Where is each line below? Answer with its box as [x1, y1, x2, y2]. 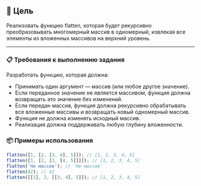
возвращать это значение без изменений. [14, 96, 123, 103]
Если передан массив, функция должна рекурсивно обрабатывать [14, 102, 187, 109]
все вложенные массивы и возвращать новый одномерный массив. [14, 108, 190, 115]
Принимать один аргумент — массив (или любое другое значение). [14, 83, 190, 90]
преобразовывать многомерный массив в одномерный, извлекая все [6, 28, 186, 35]
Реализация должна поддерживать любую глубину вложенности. [14, 121, 184, 129]
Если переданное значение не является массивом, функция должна [14, 89, 191, 96]
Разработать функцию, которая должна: [6, 71, 109, 78]
